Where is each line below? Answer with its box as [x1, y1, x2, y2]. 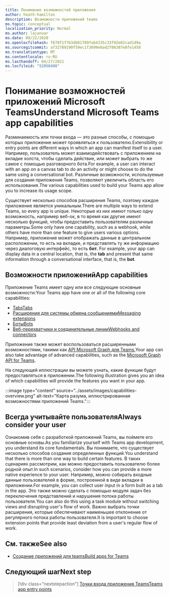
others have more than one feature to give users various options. [5, 230, 140, 236]
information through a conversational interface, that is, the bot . [5, 256, 136, 262]
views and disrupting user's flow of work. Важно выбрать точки [5, 503, 140, 509]
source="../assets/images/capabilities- [56, 387, 137, 393]
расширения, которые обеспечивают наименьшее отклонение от [5, 509, 147, 515]
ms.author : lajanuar [5, 31, 49, 36]
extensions [12, 315, 36, 321]
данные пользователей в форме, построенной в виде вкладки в [5, 477, 143, 483]
